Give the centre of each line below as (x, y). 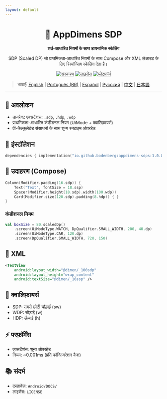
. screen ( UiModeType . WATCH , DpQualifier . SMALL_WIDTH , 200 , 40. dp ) (83, 229)
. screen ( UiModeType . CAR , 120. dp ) (49, 234)
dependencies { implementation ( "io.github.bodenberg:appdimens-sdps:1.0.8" (85, 156)
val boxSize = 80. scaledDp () (35, 224)
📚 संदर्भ (15, 371)
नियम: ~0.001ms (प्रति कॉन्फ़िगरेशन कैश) (46, 355)
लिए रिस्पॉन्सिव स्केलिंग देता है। (83, 64)
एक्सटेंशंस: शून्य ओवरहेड (32, 349)
